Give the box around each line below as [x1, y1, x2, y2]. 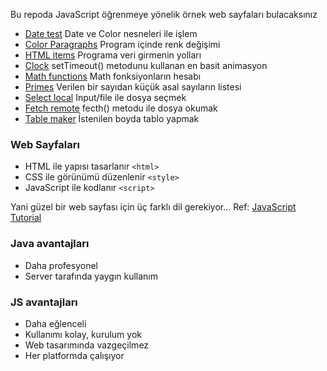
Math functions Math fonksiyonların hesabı [24, 70, 202, 82]
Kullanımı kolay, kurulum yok [24, 328, 142, 340]
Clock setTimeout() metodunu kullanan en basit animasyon [24, 60, 268, 71]
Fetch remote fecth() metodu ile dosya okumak [24, 102, 218, 114]
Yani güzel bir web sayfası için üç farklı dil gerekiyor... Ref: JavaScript [10, 201, 297, 213]
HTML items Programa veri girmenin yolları [24, 49, 202, 61]
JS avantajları [10, 295, 78, 309]
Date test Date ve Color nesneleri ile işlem [24, 28, 198, 39]
